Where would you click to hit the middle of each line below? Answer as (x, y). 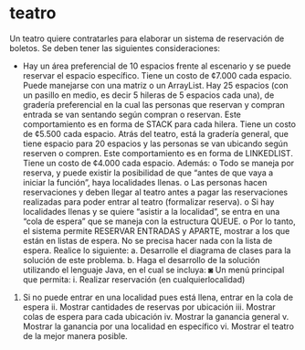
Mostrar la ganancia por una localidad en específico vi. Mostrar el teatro (158, 326)
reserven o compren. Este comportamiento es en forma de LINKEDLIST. (158, 153)
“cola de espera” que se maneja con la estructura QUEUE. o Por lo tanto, (159, 221)
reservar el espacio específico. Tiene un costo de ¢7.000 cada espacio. (157, 75)
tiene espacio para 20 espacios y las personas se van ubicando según (155, 143)
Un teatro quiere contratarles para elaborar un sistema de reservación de (147, 38)
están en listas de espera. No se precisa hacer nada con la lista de (147, 240)
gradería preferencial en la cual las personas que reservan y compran (153, 104)
